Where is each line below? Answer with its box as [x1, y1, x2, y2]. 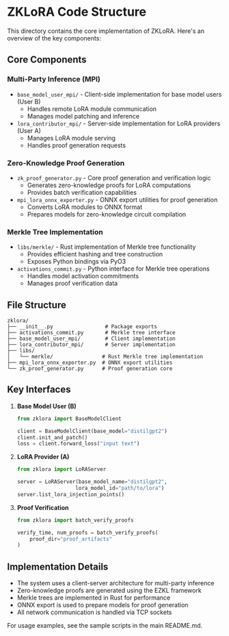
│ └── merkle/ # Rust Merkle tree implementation [7, 354, 204, 360]
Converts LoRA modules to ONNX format [27, 203, 143, 211]
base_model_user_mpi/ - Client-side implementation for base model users [16, 90, 222, 98]
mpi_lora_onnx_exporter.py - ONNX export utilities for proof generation [16, 195, 218, 204]
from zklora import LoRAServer [16, 466, 107, 473]
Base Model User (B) [16, 402, 77, 410]
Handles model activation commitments [27, 272, 139, 280]
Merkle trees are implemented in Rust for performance [16, 594, 171, 602]
